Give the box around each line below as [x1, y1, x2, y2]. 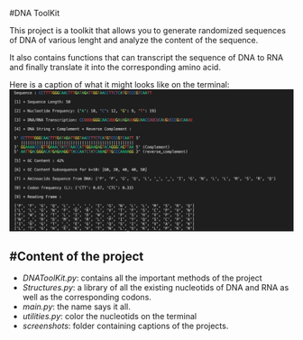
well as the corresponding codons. [22, 292, 151, 303]
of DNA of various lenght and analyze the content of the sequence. [9, 35, 259, 45]
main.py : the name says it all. [22, 301, 131, 312]
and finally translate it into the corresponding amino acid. [9, 62, 221, 72]
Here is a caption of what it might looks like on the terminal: [9, 79, 230, 89]
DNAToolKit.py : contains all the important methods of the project [22, 272, 263, 283]
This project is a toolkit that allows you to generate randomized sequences [9, 25, 287, 35]
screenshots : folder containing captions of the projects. [22, 320, 229, 332]
